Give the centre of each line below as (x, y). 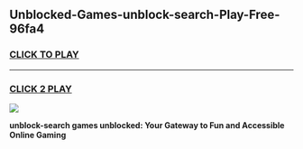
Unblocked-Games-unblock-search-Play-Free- (145, 15)
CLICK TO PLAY (44, 55)
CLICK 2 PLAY (41, 88)
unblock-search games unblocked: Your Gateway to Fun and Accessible (147, 125)
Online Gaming (38, 135)
